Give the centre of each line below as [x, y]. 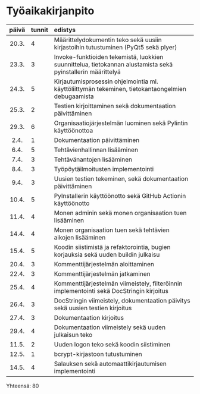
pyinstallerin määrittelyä [87, 71]
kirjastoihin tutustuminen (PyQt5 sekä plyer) [115, 47]
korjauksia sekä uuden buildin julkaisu [107, 254]
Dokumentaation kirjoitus [89, 317]
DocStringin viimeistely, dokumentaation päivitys [122, 300]
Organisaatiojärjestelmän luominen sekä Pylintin [121, 123]
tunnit [40, 30]
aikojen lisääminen [80, 237]
